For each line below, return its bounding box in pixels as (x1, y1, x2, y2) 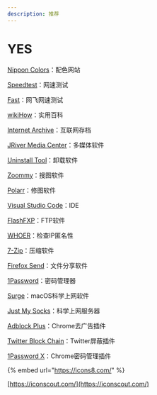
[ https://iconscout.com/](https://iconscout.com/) (7, 379, 150, 388)
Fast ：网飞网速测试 (7, 95, 64, 104)
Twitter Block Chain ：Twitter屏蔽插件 (7, 336, 115, 345)
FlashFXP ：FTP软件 (7, 216, 66, 224)
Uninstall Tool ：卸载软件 (7, 155, 78, 164)
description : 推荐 (7, 10, 59, 18)
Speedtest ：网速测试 (7, 80, 69, 89)
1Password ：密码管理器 (7, 276, 76, 284)
